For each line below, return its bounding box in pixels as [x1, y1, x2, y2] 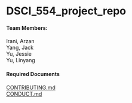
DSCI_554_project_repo [6, 4, 127, 18]
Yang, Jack [6, 44, 34, 51]
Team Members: [6, 24, 48, 31]
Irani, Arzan [6, 38, 35, 45]
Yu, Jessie [6, 50, 32, 57]
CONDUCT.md [6, 90, 42, 97]
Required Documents [6, 70, 60, 77]
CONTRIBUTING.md [6, 84, 56, 91]
